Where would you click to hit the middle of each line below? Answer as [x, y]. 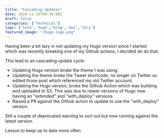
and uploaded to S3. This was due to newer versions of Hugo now [79, 91]
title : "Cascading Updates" [34, 10]
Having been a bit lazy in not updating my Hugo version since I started [76, 46]
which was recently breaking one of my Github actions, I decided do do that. [82, 51]
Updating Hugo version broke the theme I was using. [65, 70]
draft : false [18, 19]
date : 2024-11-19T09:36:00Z [34, 14]
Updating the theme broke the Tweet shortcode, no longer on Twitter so [85, 75]
